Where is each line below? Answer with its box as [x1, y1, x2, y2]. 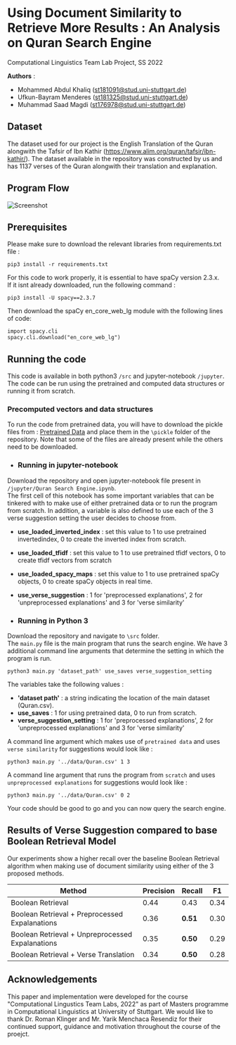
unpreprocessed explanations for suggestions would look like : [7, 778, 188, 787]
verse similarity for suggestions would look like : [7, 745, 153, 754]
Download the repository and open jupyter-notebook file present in [7, 476, 202, 485]
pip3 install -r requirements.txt [7, 261, 109, 268]
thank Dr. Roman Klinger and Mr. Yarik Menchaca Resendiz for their [7, 1015, 202, 1023]
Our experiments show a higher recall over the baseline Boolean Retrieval [7, 854, 220, 863]
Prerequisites [7, 221, 67, 233]
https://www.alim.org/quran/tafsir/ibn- [105, 146, 216, 156]
